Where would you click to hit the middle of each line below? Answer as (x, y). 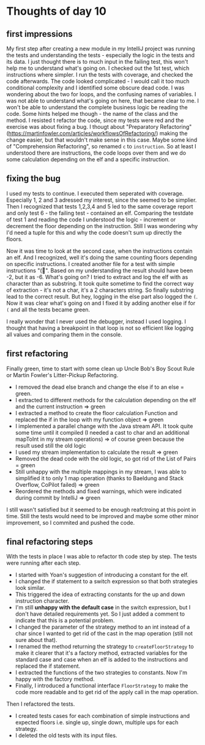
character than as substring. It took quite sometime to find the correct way (100, 283)
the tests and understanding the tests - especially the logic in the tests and (100, 55)
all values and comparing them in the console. (64, 334)
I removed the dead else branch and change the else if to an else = (100, 387)
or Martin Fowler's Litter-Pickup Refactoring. (62, 375)
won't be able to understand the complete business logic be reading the (97, 107)
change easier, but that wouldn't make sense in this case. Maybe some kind (102, 140)
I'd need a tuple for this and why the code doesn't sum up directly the (94, 232)
